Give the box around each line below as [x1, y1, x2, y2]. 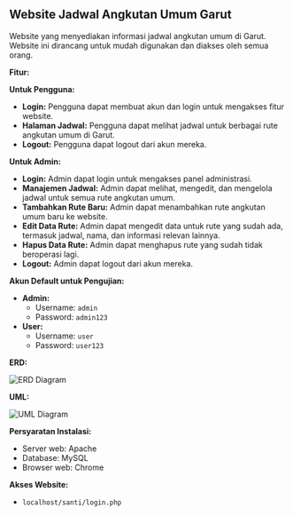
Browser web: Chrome [21, 462, 104, 472]
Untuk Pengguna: [9, 83, 75, 94]
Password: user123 [35, 339, 104, 350]
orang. [9, 49, 34, 60]
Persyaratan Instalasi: [9, 425, 92, 436]
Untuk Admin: [9, 155, 62, 167]
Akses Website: [9, 479, 69, 489]
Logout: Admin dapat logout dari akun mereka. [21, 258, 193, 269]
